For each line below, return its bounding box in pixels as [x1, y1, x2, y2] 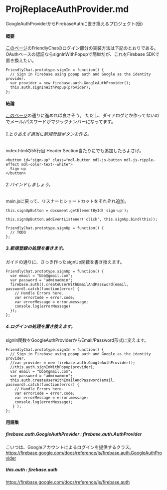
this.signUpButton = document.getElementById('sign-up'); [5, 208, 129, 213]
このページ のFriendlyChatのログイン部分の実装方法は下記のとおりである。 [5, 45, 159, 51]
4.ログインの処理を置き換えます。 [5, 323, 75, 330]
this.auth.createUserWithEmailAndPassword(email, [10, 378, 115, 383]
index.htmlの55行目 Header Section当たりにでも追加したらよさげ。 [5, 147, 144, 153]
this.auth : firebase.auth [5, 467, 58, 473]
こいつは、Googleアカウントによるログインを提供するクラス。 [5, 444, 134, 450]
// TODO [10, 230, 26, 235]
